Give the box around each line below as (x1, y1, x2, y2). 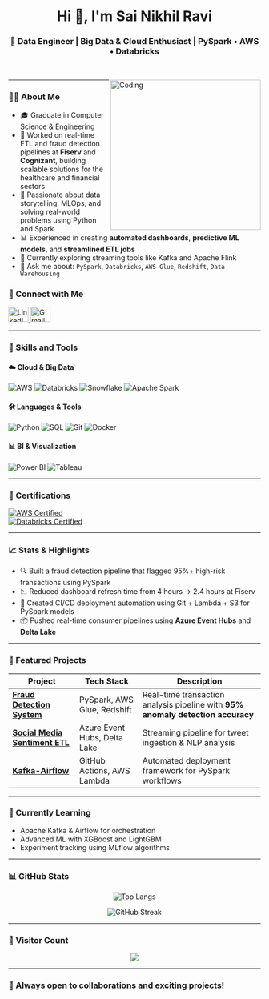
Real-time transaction (142, 688, 225, 700)
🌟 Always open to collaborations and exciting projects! (8, 980, 225, 991)
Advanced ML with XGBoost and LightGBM (19, 834, 162, 844)
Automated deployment (142, 755, 231, 766)
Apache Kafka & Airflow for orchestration (19, 825, 156, 835)
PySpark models (19, 607, 74, 616)
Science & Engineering (19, 122, 95, 131)
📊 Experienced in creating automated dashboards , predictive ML (19, 232, 240, 243)
